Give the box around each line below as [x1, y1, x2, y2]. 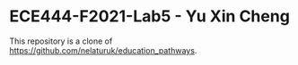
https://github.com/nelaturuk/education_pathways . [9, 45, 197, 55]
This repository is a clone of [9, 36, 113, 46]
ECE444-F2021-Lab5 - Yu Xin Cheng [9, 6, 290, 27]
